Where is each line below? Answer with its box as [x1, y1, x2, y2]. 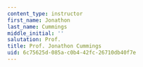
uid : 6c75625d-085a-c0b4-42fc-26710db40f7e [7, 50, 137, 57]
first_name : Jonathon [7, 17, 71, 24]
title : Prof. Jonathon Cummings [7, 43, 102, 50]
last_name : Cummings [7, 23, 68, 30]
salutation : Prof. [7, 36, 61, 43]
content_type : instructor [7, 10, 83, 17]
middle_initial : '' [7, 29, 64, 37]
